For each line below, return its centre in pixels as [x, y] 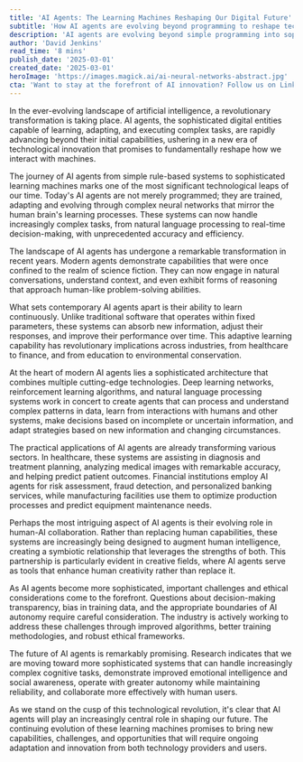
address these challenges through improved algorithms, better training [141, 626]
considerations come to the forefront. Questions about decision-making [142, 598]
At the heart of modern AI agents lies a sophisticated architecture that [139, 372]
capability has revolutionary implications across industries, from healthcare [149, 345]
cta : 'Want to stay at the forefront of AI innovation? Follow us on [143, 85]
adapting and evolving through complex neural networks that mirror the [142, 205]
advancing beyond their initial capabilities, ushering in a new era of [133, 139]
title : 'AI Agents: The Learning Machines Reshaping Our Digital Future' [151, 18]
